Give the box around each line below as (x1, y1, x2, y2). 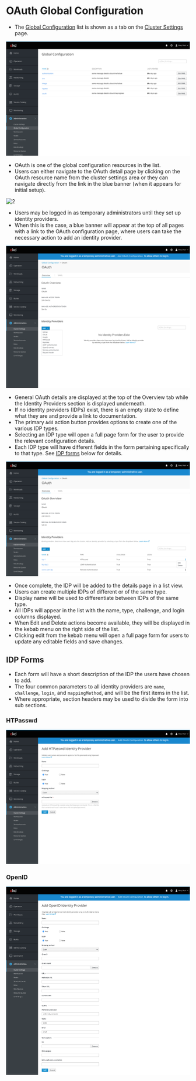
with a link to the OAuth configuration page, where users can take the (14, 228, 182, 235)
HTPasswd (6, 716, 38, 724)
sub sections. (14, 701, 47, 708)
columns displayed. (14, 613, 62, 620)
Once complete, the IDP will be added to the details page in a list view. (14, 582, 184, 589)
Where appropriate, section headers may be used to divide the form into (14, 695, 188, 703)
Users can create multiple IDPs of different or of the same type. (14, 588, 167, 595)
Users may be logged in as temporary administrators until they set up (14, 209, 181, 216)
